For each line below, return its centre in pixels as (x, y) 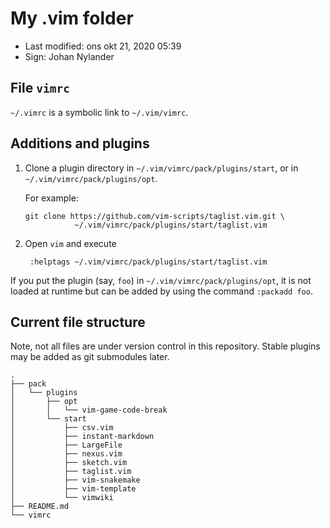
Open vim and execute (70, 243)
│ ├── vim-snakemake (75, 480)
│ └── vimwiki (62, 498)
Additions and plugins (80, 143)
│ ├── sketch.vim (69, 463)
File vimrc (40, 88)
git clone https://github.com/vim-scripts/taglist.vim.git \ (155, 216)
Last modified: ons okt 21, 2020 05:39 (103, 46)
